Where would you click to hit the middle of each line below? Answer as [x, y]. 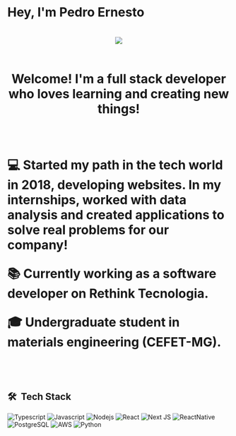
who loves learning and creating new [119, 94]
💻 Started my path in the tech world [115, 165]
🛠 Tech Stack [40, 396]
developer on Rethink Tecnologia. [108, 294]
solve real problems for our [88, 230]
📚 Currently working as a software [112, 274]
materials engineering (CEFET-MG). [114, 342]
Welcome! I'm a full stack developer [119, 79]
